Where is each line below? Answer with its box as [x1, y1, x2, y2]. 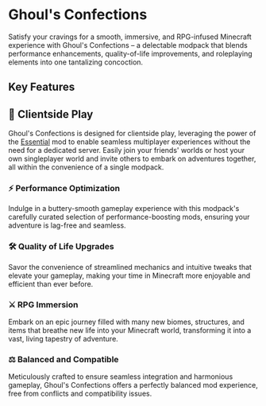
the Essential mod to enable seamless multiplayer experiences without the [8, 137, 251, 146]
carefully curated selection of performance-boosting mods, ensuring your [8, 213, 250, 222]
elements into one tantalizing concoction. [8, 57, 144, 67]
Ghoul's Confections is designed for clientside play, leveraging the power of [8, 129, 256, 139]
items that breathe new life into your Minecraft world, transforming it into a [8, 326, 252, 335]
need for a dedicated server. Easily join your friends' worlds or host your [8, 146, 245, 155]
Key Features [8, 80, 75, 94]
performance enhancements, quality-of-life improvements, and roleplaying [8, 49, 253, 58]
